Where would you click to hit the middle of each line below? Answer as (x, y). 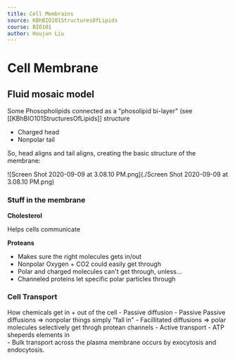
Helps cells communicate (44, 229)
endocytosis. (26, 350)
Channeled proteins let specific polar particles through (96, 279)
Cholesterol (25, 215)
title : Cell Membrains (40, 14)
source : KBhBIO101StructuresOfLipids (63, 20)
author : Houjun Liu (36, 33)
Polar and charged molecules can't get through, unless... (100, 271)
